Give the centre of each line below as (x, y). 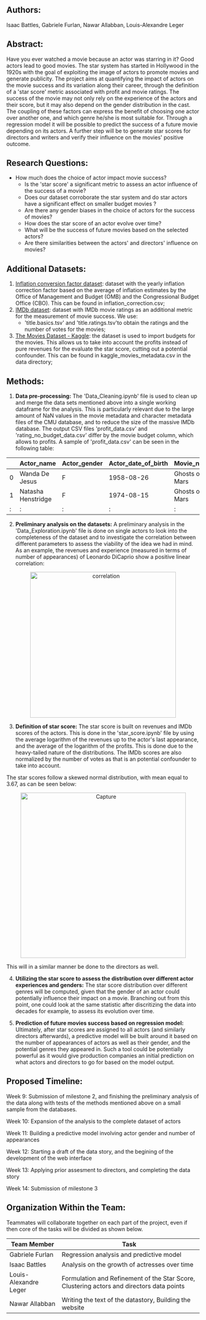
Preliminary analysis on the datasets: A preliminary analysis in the (100, 524)
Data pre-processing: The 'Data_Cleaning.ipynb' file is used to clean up (106, 396)
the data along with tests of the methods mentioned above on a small (93, 1103)
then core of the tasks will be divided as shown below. (75, 1229)
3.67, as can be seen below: (41, 784)
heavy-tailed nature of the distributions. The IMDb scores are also (98, 753)
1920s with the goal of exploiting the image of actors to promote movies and (103, 72)
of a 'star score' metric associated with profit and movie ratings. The (93, 91)
